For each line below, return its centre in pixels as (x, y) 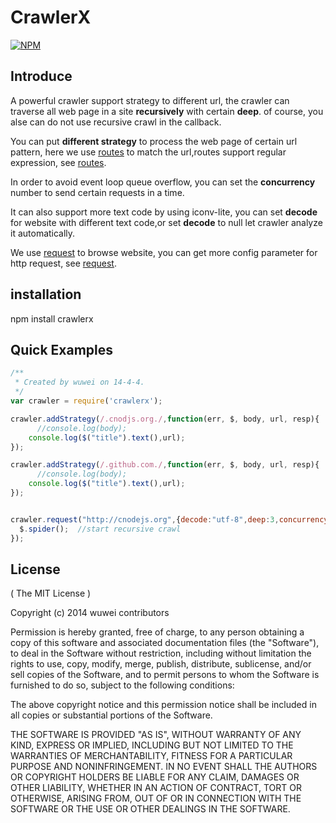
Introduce (41, 76)
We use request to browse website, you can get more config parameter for (164, 252)
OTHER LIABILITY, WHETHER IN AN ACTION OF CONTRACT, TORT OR (156, 788)
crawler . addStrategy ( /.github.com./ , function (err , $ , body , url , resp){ (165, 465)
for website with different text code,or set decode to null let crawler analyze (166, 222)
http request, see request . (63, 263)
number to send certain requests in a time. (97, 192)
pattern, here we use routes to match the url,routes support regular (148, 152)
